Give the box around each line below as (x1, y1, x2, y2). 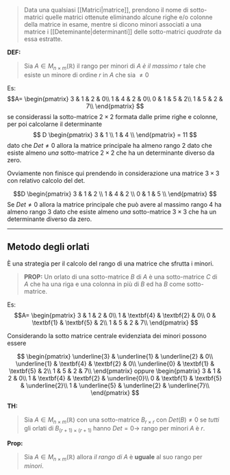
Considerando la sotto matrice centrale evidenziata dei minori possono (7, 331, 207, 339)
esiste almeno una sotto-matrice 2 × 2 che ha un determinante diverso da (7, 149, 215, 157)
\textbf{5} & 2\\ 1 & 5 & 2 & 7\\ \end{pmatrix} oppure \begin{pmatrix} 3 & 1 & (9, 366, 221, 375)
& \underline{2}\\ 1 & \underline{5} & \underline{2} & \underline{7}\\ (20, 381, 210, 389)
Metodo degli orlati (7, 241, 90, 253)
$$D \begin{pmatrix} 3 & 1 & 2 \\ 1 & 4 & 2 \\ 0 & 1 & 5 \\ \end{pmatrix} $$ (13, 190, 217, 198)
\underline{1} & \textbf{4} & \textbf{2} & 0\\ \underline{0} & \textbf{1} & (15, 359, 215, 368)
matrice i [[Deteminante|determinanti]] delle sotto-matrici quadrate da (23, 27, 222, 36)
